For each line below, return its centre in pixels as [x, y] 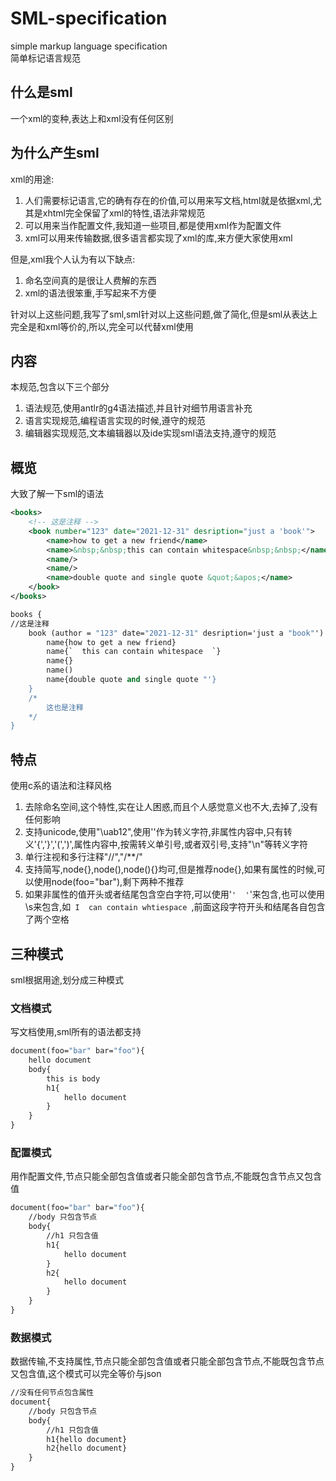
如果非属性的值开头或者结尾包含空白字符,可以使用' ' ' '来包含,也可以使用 [174, 894]
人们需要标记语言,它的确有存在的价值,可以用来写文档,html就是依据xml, [168, 200]
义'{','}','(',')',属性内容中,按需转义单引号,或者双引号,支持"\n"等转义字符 [166, 844]
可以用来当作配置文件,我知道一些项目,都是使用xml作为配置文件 [153, 225]
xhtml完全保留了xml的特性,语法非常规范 [124, 213]
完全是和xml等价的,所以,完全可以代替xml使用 [102, 326]
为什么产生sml [55, 153]
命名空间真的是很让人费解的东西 [90, 280]
